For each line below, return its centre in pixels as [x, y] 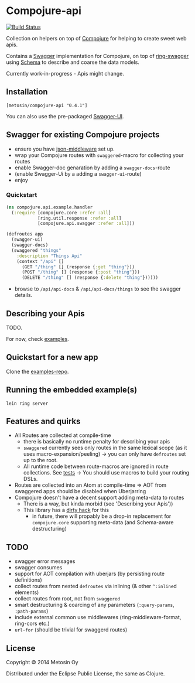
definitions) [28, 580]
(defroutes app [25, 234]
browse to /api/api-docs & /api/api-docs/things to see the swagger [98, 289]
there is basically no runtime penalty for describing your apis [97, 442]
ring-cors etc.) [32, 624]
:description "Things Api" [49, 256]
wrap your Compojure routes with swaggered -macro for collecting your [99, 155]
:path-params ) [31, 611]
